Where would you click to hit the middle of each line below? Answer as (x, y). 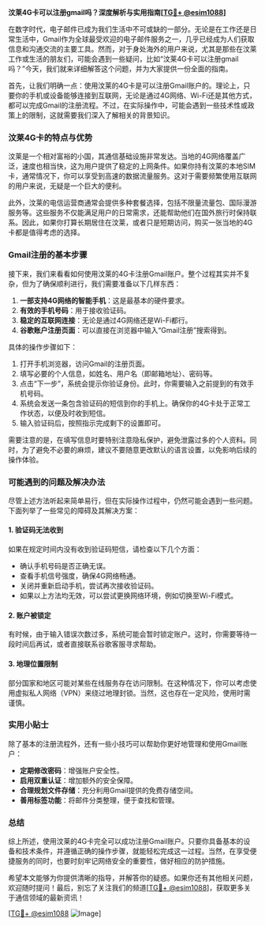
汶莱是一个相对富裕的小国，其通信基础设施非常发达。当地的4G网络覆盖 (123, 157)
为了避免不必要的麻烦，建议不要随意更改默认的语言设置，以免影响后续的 (139, 449)
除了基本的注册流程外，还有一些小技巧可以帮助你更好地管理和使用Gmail (125, 743)
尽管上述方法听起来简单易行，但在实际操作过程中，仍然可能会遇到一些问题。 (132, 501)
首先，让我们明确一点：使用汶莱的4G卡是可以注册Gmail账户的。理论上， (126, 85)
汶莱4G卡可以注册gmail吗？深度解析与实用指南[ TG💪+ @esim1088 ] (117, 12)
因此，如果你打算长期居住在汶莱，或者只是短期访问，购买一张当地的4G (137, 223)
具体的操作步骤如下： (43, 346)
